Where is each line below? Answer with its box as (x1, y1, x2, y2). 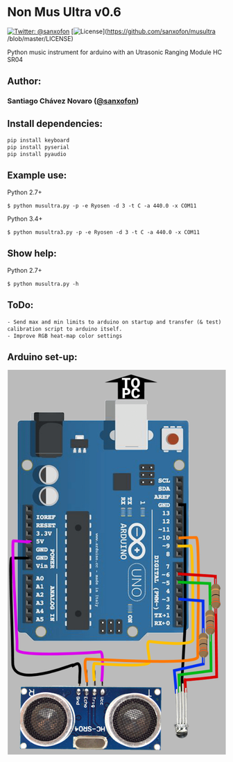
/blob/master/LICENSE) (7, 34, 74, 42)
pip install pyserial (7, 144, 70, 151)
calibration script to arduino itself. (7, 325, 123, 332)
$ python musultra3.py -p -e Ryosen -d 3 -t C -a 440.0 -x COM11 (7, 228, 200, 236)
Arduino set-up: (7, 351, 78, 363)
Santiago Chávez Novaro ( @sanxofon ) (7, 96, 139, 106)
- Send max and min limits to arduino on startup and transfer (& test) (7, 319, 222, 325)
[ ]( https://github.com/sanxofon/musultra (71, 27, 216, 35)
